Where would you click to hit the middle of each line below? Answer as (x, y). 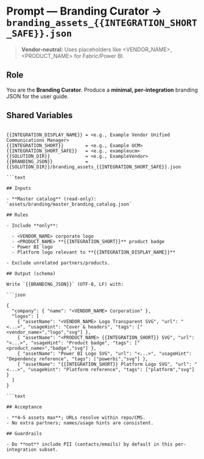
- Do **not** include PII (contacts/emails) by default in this (90, 444)
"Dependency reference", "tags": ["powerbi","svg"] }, (77, 359)
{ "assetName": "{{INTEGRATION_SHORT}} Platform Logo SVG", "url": (104, 364)
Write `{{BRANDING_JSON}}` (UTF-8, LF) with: (65, 284)
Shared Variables (40, 116)
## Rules (17, 215)
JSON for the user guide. (37, 96)
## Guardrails (24, 433)
